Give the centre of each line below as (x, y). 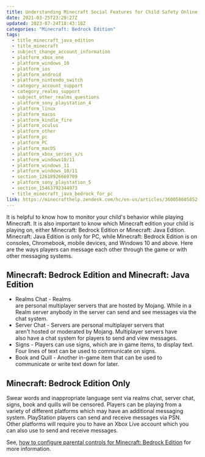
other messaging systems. (40, 256)
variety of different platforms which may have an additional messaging (95, 411)
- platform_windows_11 (41, 166)
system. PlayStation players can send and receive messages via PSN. (94, 418)
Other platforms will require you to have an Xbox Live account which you (98, 424)
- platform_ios (31, 69)
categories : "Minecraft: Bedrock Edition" (61, 29)
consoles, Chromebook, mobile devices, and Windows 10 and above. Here (100, 243)
